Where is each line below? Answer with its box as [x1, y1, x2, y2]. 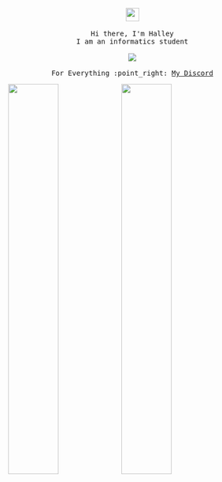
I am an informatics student [76, 37, 189, 46]
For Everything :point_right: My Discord [50, 69, 214, 77]
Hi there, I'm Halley [90, 29, 175, 38]
